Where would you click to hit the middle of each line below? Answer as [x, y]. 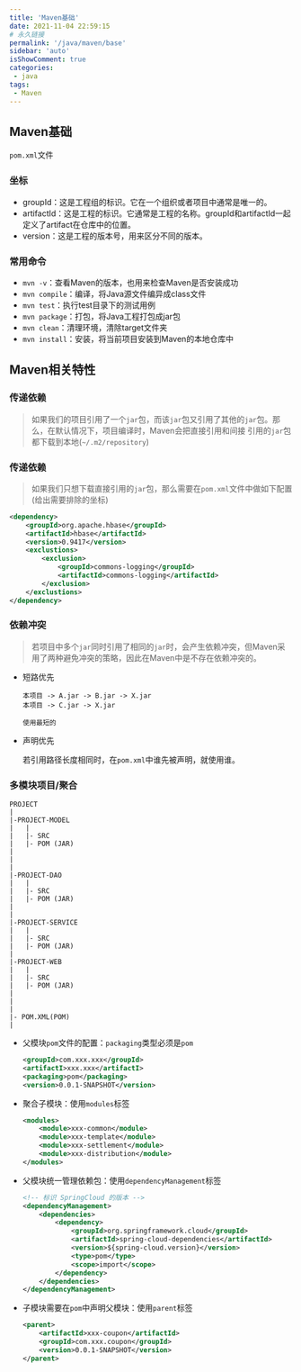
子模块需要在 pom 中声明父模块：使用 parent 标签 [107, 1308]
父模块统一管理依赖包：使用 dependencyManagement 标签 [122, 1180]
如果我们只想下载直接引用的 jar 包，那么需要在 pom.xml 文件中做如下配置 [162, 488]
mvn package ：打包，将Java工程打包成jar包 [102, 316]
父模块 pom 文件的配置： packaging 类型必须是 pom [108, 1043]
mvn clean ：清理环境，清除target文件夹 [95, 327]
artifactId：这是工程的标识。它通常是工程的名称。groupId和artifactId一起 [157, 213]
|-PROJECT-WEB [36, 962]
